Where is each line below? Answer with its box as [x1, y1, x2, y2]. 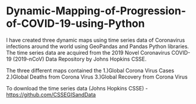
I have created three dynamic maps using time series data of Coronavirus [6, 36, 185, 43]
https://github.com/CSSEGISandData [6, 91, 96, 98]
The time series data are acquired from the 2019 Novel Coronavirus [6, 49, 171, 56]
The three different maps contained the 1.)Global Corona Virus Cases [6, 67, 175, 74]
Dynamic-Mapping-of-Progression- [6, 4, 187, 18]
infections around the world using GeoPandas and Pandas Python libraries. [6, 43, 189, 50]
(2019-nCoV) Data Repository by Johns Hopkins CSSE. [12, 55, 147, 62]
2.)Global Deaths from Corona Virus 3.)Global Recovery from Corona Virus [6, 73, 188, 80]
